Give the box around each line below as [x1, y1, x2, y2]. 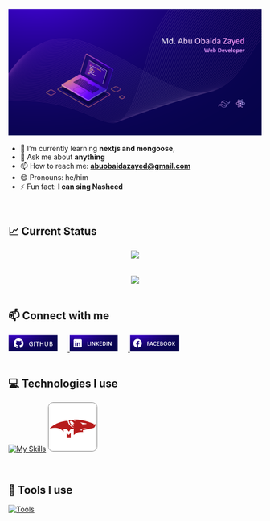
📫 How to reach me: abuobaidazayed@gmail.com [19, 162, 191, 170]
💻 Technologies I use [8, 377, 118, 391]
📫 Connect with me [8, 309, 110, 322]
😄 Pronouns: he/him [19, 173, 88, 182]
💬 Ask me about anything [19, 152, 106, 162]
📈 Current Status [8, 224, 97, 238]
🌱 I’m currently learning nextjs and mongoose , [19, 144, 175, 153]
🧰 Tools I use [8, 483, 73, 497]
